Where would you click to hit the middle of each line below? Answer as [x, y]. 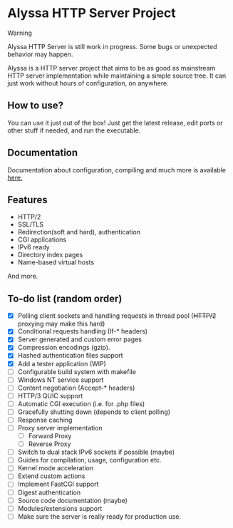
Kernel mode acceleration [56, 468]
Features [27, 200]
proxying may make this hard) [61, 324]
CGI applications [42, 239]
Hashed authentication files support [70, 356]
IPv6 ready [33, 247]
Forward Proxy [50, 436]
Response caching [45, 420]
